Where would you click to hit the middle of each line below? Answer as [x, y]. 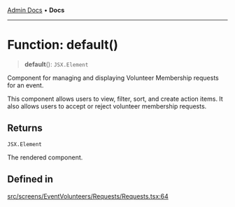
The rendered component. [45, 157]
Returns [25, 128]
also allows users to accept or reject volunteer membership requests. [107, 106]
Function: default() [63, 45]
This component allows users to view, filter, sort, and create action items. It [115, 99]
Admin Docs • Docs [36, 10]
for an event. [26, 85]
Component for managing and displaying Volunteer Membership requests [113, 78]
